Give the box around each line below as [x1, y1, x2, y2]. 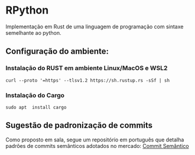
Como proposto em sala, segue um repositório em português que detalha [5, 136, 184, 143]
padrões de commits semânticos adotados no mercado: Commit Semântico [5, 142, 190, 149]
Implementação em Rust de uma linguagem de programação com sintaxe [5, 23, 184, 30]
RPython [5, 4, 49, 17]
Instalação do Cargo [5, 91, 65, 99]
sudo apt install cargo [5, 104, 67, 110]
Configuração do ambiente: [5, 47, 109, 57]
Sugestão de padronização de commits [5, 120, 153, 130]
